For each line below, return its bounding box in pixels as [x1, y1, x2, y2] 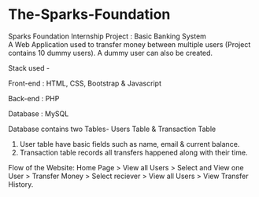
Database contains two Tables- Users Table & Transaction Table [8, 124, 216, 133]
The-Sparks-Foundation [8, 5, 171, 24]
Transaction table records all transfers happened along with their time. [19, 148, 248, 157]
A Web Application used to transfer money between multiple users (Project [8, 39, 251, 49]
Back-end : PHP [8, 93, 60, 103]
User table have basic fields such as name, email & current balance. [19, 139, 240, 148]
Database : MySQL [8, 108, 69, 119]
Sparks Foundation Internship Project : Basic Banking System [8, 31, 207, 41]
